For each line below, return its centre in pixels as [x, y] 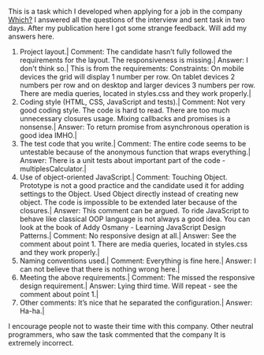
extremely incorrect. [41, 343]
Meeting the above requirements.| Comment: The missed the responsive [137, 277]
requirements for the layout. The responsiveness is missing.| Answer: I [134, 60]
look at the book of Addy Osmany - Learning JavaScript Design [123, 227]
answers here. [32, 36]
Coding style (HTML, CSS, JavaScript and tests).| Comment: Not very [132, 102]
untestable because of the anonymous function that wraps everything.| [135, 152]
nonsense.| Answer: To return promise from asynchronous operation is [134, 127]
